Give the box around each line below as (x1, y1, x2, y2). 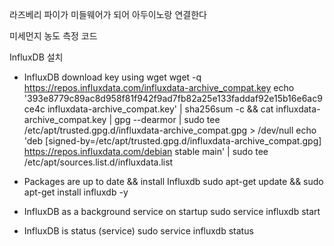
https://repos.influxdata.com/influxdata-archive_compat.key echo (23, 82, 295, 93)
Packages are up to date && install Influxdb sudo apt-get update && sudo (23, 176, 324, 187)
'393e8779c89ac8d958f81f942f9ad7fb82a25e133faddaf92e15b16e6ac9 (23, 93, 323, 104)
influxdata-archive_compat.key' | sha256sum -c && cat (47, 103, 274, 115)
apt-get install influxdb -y (23, 186, 129, 198)
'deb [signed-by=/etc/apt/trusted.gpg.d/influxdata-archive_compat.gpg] (23, 135, 322, 147)
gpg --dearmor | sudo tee (114, 114, 221, 125)
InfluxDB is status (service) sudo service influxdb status (23, 225, 254, 237)
